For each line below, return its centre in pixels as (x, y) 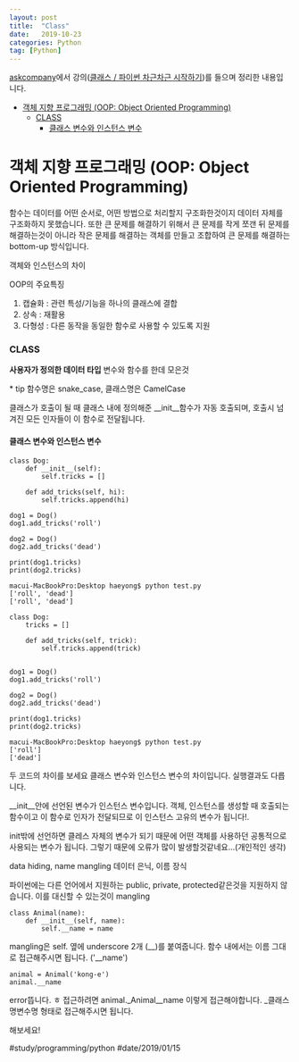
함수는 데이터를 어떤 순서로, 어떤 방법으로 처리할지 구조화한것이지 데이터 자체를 (146, 213)
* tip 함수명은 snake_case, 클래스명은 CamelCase (97, 389)
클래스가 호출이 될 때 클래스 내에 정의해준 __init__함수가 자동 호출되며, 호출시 (142, 408)
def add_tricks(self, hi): (75, 492)
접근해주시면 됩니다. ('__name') (73, 957)
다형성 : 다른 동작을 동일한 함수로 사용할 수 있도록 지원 (116, 326)
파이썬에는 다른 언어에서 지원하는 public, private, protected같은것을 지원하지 (144, 884)
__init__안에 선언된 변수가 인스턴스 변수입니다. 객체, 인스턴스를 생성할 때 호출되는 (149, 806)
